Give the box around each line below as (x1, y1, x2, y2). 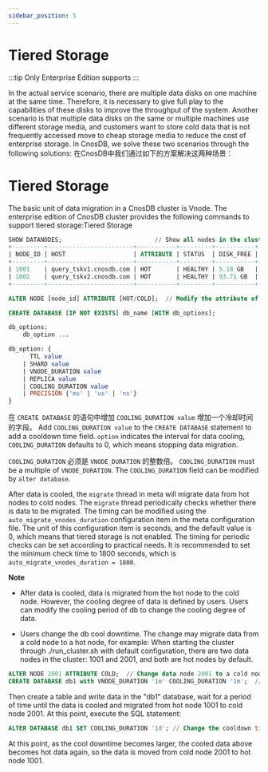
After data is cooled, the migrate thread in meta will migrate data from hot (8, 489, 250, 499)
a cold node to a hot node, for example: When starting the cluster (19, 638, 235, 647)
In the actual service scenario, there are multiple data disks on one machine (8, 88, 258, 97)
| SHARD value (22, 360, 69, 368)
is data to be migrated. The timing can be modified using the (8, 506, 207, 516)
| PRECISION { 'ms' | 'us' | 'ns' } (22, 390, 137, 398)
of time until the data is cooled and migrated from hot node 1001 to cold (8, 700, 243, 710)
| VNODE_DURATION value (22, 367, 102, 375)
